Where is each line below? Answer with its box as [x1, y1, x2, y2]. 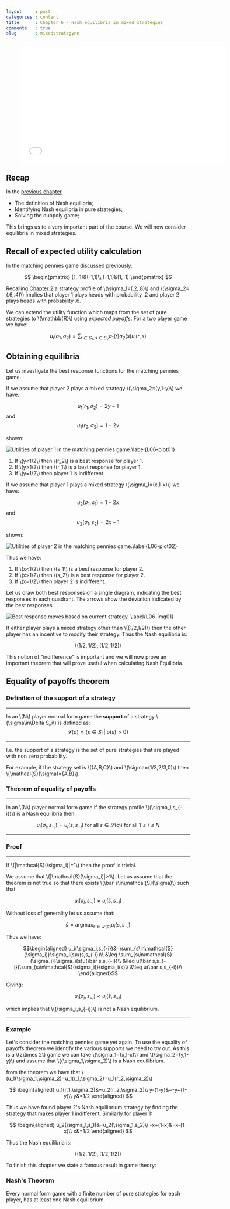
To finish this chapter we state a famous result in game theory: [6, 1162, 156, 1169]
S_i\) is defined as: [46, 719, 90, 726]
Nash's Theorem [6, 1176, 54, 1184]
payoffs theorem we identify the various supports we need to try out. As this [6, 1045, 190, 1052]
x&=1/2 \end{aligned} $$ [73, 1128, 133, 1135]
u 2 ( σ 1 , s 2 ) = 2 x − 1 [76, 519, 120, 527]
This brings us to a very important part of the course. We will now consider [6, 223, 186, 230]
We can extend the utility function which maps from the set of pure [6, 308, 168, 315]
